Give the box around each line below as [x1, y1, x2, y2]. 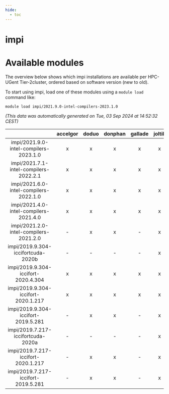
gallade [130, 130, 149, 137]
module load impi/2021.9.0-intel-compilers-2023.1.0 [5, 104, 118, 109]
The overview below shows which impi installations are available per [5, 74, 147, 80]
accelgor [56, 130, 78, 137]
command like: [5, 94, 36, 100]
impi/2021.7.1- [11, 160, 49, 167]
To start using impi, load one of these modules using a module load [5, 89, 144, 95]
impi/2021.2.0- [11, 222, 49, 229]
